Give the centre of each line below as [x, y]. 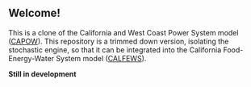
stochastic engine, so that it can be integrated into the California [115, 50]
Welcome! [34, 13]
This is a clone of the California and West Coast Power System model [123, 32]
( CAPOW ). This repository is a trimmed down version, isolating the [119, 41]
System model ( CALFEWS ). [101, 58]
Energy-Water [31, 58]
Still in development [42, 74]
